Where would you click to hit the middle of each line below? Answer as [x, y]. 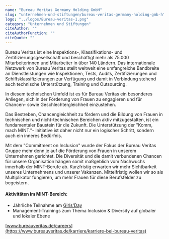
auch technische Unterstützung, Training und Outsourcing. [66, 84]
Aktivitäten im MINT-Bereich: [36, 194]
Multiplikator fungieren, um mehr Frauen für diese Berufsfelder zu [73, 177]
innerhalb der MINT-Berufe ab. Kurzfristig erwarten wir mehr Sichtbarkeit [81, 167]
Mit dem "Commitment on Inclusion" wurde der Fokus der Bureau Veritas [81, 145]
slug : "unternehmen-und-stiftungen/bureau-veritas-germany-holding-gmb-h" [85, 15]
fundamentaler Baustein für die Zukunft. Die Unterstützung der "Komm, [79, 125]
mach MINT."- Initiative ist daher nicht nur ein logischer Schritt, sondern [80, 130]
